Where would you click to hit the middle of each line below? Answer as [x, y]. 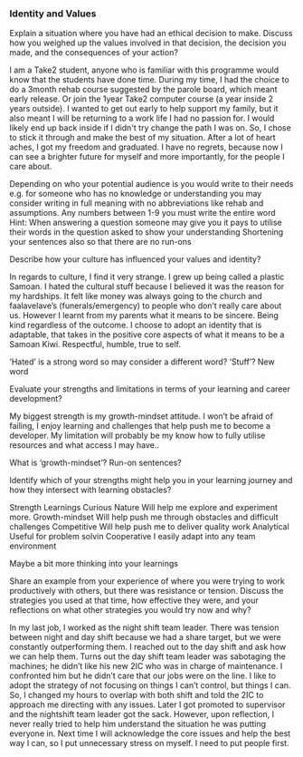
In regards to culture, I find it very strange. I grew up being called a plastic [147, 277]
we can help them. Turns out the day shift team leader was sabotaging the [148, 656]
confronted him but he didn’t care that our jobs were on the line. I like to [143, 676]
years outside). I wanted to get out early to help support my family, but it [144, 109]
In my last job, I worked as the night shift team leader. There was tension [144, 627]
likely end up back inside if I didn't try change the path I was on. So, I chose [150, 128]
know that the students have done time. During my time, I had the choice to [149, 80]
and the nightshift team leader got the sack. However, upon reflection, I [142, 714]
